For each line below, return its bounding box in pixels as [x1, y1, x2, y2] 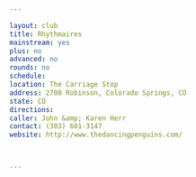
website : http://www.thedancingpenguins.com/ [9, 130, 183, 140]
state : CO [9, 97, 47, 106]
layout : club [9, 21, 58, 30]
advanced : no [9, 55, 58, 64]
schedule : [9, 71, 47, 81]
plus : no [9, 46, 42, 55]
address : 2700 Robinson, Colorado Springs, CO [9, 88, 187, 98]
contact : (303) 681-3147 [9, 122, 102, 131]
